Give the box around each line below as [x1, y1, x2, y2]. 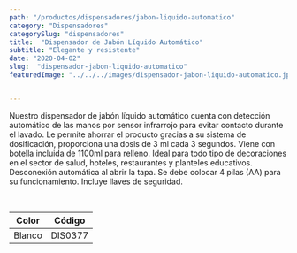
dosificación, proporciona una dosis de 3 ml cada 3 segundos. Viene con [9, 138, 276, 149]
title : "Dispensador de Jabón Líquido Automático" [9, 37, 203, 47]
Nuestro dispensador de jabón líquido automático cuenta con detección [9, 110, 270, 120]
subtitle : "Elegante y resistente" [9, 46, 141, 55]
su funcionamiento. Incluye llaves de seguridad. [9, 176, 183, 187]
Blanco [13, 229, 42, 241]
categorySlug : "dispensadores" [9, 29, 125, 38]
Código [54, 214, 86, 226]
